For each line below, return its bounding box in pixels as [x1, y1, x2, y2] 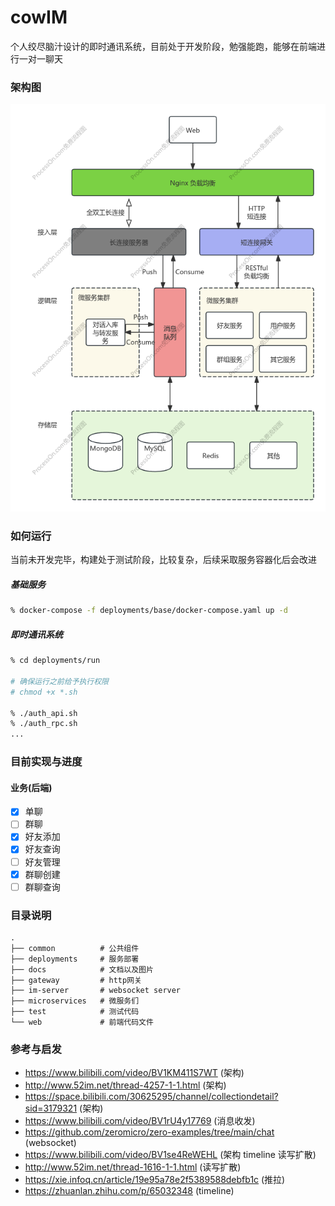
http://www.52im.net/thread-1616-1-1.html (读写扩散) [24, 1161, 242, 1173]
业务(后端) [10, 781, 53, 793]
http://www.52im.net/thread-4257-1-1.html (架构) [24, 1079, 227, 1091]
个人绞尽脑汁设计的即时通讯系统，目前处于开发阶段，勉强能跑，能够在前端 [10, 40, 317, 52]
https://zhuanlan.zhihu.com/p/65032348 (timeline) [24, 1185, 235, 1197]
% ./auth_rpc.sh [10, 719, 78, 729]
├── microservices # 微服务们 [10, 996, 140, 1006]
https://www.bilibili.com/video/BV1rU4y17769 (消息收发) [24, 1115, 256, 1127]
